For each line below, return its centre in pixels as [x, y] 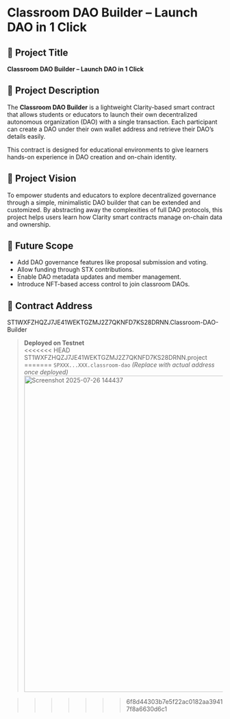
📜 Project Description [53, 91]
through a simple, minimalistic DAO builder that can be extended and [104, 202]
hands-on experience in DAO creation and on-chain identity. [92, 157]
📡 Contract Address [50, 306]
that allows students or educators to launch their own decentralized [102, 114]
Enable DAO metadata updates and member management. [99, 277]
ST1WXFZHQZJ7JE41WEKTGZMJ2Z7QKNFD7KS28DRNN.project [115, 358]
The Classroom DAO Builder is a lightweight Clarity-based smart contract [111, 107]
